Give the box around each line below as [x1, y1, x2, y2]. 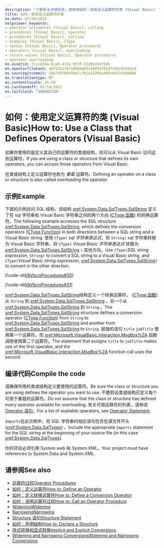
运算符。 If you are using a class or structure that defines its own [9, 156, 139, 161]
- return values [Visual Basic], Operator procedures [5, 52, 117, 58]
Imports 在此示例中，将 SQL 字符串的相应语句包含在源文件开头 [5, 418, 130, 424]
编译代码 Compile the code [5, 369, 85, 378]
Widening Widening [12, 503, 51, 509]
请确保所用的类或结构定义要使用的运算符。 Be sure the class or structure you [5, 383, 159, 389]
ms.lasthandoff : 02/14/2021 [5, 84, 62, 90]
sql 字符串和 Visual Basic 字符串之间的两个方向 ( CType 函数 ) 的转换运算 [14, 212, 159, 218]
